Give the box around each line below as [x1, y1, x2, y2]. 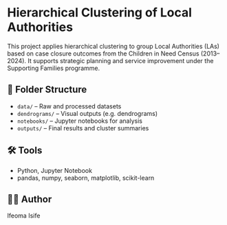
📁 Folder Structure [7, 84, 87, 95]
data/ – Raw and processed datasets [17, 102, 122, 110]
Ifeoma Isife [7, 211, 41, 220]
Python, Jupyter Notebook [17, 166, 93, 174]
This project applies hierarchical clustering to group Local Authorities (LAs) [7, 42, 220, 50]
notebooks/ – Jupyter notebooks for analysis [17, 117, 143, 125]
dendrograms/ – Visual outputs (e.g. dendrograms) [17, 109, 158, 117]
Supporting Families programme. [7, 64, 100, 72]
